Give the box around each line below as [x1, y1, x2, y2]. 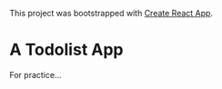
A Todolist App [9, 40, 124, 60]
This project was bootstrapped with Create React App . [9, 8, 214, 18]
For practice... [9, 69, 62, 80]
